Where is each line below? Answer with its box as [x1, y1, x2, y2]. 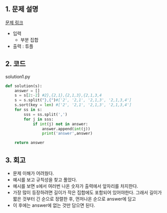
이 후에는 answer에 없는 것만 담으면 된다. [12, 202, 95, 208]
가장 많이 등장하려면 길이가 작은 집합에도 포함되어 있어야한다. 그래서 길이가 [12, 189, 162, 196]
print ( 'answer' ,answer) [41, 131, 93, 136]
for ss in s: [14, 107, 43, 112]
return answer [14, 140, 45, 145]
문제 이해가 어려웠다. [12, 170, 54, 176]
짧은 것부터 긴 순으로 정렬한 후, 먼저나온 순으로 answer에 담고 [12, 196, 136, 202]
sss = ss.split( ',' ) [24, 112, 68, 117]
